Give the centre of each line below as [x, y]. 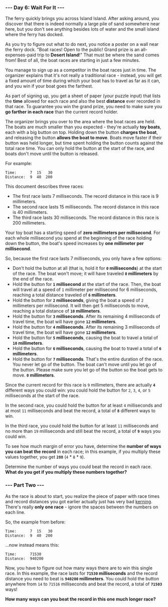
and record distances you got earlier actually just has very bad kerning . [79, 501]
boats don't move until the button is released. [52, 154]
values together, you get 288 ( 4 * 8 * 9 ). [45, 457]
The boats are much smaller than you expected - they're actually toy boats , [83, 127]
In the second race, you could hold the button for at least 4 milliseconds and [83, 405]
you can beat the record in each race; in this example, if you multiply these [83, 451]
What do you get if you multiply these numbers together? [66, 472]
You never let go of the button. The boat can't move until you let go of [85, 364]
